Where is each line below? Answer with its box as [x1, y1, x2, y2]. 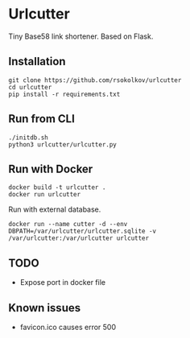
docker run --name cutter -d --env [8, 221, 128, 229]
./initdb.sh [8, 134, 48, 142]
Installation [8, 55, 66, 68]
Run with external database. [8, 204, 101, 214]
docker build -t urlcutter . [8, 183, 106, 192]
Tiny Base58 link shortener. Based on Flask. [8, 31, 154, 41]
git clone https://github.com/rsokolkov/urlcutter [8, 76, 182, 84]
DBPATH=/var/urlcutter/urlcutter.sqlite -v [8, 227, 157, 236]
